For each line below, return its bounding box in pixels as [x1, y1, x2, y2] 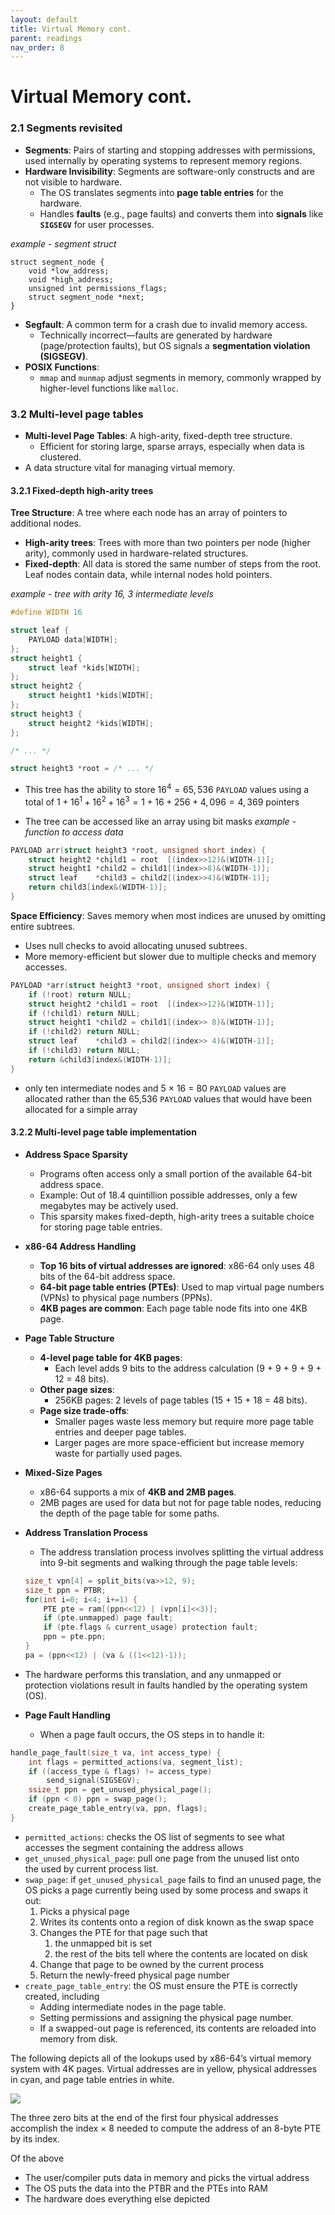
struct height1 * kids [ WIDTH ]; [28, 691, 155, 701]
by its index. [10, 2132, 61, 2145]
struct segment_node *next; [28, 292, 145, 302]
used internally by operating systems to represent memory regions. [24, 154, 303, 166]
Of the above [10, 2152, 65, 2164]
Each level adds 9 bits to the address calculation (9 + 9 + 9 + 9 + [54, 1362, 322, 1374]
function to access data [24, 826, 124, 838]
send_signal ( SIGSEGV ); [46, 1776, 141, 1786]
